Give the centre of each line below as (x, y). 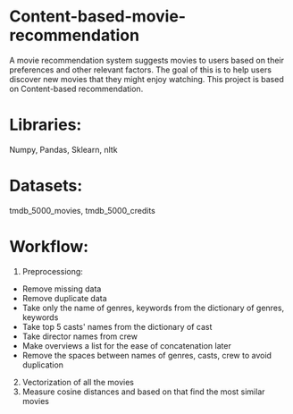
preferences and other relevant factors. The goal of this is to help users (141, 70)
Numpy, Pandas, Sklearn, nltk (63, 149)
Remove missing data (62, 289)
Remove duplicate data (64, 298)
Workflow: (49, 247)
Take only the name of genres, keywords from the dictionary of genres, (153, 308)
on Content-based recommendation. (76, 89)
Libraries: (46, 125)
